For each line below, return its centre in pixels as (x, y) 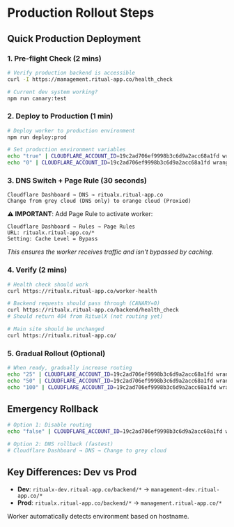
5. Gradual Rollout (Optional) (56, 353)
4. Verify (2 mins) (37, 270)
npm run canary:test (37, 98)
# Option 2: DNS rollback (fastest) (60, 444)
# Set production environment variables (67, 150)
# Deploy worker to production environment (71, 130)
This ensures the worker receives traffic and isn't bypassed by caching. (110, 252)
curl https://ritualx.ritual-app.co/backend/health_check (93, 310)
